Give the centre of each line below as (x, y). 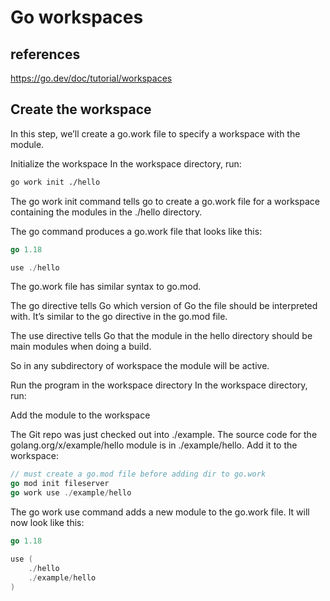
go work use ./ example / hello (71, 493)
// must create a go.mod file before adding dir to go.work (138, 474)
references (45, 54)
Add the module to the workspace (80, 415)
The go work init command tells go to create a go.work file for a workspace (165, 201)
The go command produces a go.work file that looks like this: (136, 231)
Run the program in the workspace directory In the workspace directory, (159, 385)
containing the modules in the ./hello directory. (106, 212)
